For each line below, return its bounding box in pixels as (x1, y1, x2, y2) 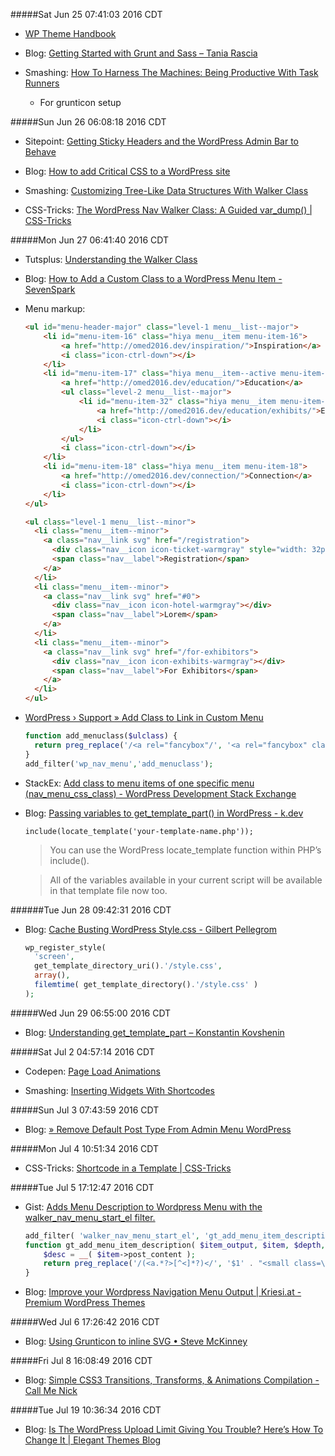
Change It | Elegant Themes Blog (24, 1434, 162, 1446)
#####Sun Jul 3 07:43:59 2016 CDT (10, 1104, 160, 1116)
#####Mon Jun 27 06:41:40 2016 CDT (10, 234, 169, 246)
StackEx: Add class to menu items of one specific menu (24, 777, 255, 789)
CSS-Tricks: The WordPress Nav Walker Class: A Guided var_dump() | (24, 204, 313, 216)
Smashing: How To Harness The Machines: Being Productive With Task (24, 67, 319, 78)
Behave (24, 146, 57, 158)
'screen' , (34, 952, 75, 962)
